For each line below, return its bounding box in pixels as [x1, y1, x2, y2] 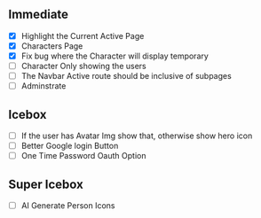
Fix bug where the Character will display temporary [20, 51, 210, 61]
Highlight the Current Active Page [20, 30, 145, 41]
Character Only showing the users [20, 61, 147, 71]
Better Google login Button [20, 141, 119, 152]
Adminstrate [20, 81, 67, 91]
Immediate [8, 7, 68, 22]
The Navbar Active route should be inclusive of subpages [20, 71, 232, 82]
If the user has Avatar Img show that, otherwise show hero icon [20, 130, 253, 141]
